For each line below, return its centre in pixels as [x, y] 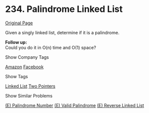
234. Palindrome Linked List [64, 9]
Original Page [19, 23]
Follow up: [16, 42]
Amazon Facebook [24, 67]
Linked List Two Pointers [30, 86]
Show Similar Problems [29, 96]
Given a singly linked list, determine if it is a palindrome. [62, 32]
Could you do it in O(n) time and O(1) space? [51, 47]
